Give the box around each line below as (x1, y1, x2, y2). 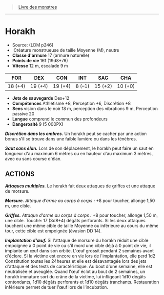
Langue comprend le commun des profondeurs (12, 116, 108, 122)
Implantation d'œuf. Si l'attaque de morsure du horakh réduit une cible (5, 237, 149, 243)
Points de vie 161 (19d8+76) (12, 57, 68, 63)
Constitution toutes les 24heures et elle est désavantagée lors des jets (5, 258, 146, 264)
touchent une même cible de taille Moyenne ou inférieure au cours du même (5, 223, 159, 228)
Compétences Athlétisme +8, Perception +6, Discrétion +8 (12, 100, 131, 106)
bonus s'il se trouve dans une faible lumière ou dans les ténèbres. (5, 136, 137, 141)
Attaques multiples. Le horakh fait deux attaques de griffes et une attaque (5, 183, 156, 189)
